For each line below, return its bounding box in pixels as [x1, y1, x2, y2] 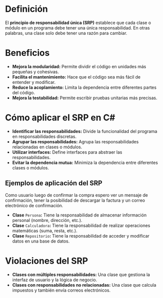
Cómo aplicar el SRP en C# [5, 112, 116, 123]
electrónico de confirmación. [5, 202, 64, 208]
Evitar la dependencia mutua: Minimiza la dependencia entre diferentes [12, 160, 158, 165]
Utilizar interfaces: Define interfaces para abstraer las [12, 149, 122, 155]
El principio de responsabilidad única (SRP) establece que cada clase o [5, 20, 151, 26]
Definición [5, 3, 48, 15]
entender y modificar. [12, 79, 56, 85]
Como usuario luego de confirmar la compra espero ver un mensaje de [5, 192, 148, 198]
